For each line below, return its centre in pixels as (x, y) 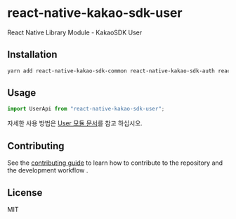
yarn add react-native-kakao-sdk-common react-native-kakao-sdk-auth (111, 71)
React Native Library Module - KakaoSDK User (75, 32)
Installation (32, 55)
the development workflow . (48, 170)
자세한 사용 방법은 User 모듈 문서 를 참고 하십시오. (75, 123)
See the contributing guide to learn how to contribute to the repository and (115, 163)
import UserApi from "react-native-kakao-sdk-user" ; (86, 109)
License (25, 193)
